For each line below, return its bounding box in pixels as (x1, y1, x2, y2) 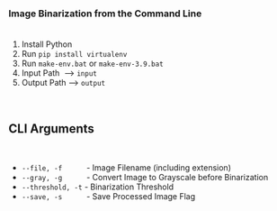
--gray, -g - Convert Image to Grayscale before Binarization (21, 172, 269, 183)
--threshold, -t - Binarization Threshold (21, 181, 174, 192)
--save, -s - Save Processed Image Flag (21, 191, 196, 202)
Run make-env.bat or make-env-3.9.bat (21, 58, 164, 69)
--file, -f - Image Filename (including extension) (21, 162, 231, 173)
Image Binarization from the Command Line (8, 7, 202, 20)
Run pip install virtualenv (21, 49, 128, 60)
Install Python (21, 39, 73, 50)
